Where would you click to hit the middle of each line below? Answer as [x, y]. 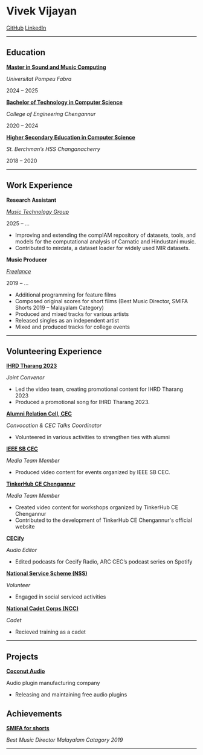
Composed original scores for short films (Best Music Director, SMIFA [101, 301]
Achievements [34, 714]
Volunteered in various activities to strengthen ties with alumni [92, 437]
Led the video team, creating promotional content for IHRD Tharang [99, 389]
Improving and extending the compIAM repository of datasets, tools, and [105, 235]
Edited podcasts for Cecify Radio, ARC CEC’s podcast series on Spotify [104, 562]
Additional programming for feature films [66, 295]
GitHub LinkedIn [26, 28]
